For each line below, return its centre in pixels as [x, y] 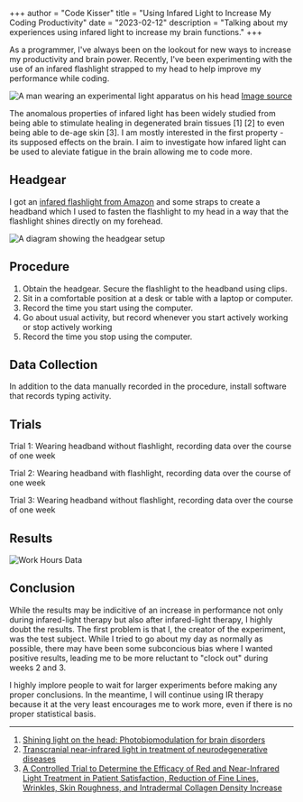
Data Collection [54, 365]
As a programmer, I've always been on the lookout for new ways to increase [150, 50]
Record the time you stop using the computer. [107, 336]
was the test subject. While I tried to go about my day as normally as [136, 639]
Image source [267, 96]
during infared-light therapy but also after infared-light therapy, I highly [141, 619]
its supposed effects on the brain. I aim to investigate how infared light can [148, 142]
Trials [26, 424]
